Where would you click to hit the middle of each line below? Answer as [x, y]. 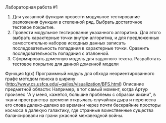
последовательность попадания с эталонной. [61, 53]
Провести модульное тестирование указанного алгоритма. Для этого [86, 32]
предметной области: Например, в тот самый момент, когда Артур [77, 89]
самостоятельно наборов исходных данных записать [69, 43]
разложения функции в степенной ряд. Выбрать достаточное [77, 22]
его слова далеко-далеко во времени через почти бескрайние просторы [83, 105]
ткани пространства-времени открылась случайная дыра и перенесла [81, 100]
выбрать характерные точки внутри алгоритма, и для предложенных [86, 38]
